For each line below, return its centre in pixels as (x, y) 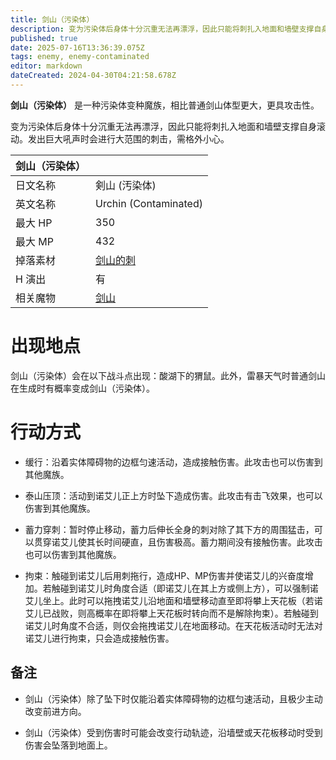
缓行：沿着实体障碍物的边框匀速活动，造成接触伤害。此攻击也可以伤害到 (173, 462)
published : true (44, 38)
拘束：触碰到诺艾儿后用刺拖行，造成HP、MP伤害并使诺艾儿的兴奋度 (164, 575)
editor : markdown (46, 66)
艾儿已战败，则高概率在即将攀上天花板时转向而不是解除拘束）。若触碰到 (171, 613)
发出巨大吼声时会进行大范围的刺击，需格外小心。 (128, 138)
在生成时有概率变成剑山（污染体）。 (82, 388)
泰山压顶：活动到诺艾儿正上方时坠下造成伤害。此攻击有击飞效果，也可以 (173, 495)
